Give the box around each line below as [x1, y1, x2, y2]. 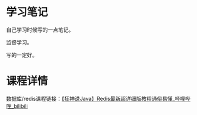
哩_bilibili [6, 102, 28, 110]
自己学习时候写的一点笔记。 [6, 26, 74, 33]
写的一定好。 [6, 51, 37, 58]
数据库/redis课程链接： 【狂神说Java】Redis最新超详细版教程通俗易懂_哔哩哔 [6, 95, 191, 102]
